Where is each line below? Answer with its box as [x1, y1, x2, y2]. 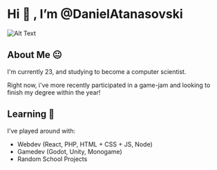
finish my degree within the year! [7, 88, 101, 96]
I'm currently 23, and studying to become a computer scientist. [7, 67, 187, 75]
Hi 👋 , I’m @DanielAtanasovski [7, 6, 183, 22]
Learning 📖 [7, 108, 55, 120]
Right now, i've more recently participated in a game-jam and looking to [7, 81, 211, 89]
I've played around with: [7, 126, 76, 135]
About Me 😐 [7, 49, 62, 61]
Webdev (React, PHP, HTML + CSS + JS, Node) [17, 140, 153, 148]
